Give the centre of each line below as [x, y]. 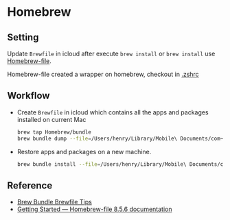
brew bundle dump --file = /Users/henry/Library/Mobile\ [97, 138]
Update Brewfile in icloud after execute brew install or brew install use [111, 53]
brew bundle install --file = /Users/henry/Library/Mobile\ [102, 164]
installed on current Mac [51, 119]
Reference [30, 185]
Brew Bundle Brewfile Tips [55, 202]
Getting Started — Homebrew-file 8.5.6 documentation [94, 209]
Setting [23, 37]
